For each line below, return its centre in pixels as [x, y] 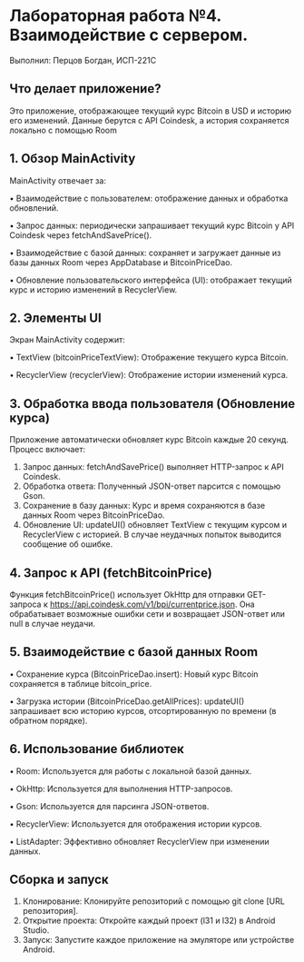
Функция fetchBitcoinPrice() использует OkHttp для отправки [127, 595]
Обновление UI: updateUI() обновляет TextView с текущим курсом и [155, 525]
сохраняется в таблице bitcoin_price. [81, 683]
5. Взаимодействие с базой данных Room [134, 652]
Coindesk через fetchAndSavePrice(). [81, 235]
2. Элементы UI [55, 317]
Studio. [36, 930]
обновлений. [34, 208]
